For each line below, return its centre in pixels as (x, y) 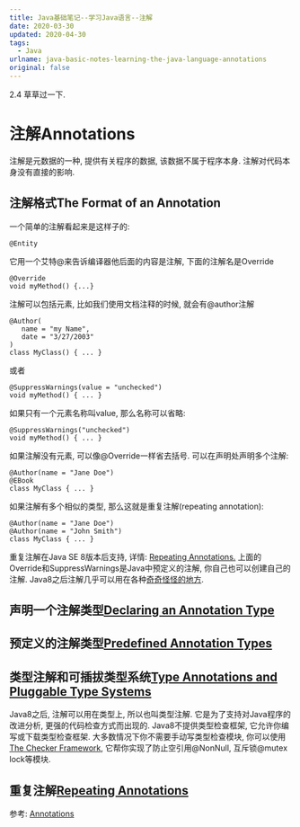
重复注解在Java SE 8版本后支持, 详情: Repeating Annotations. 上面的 (136, 556)
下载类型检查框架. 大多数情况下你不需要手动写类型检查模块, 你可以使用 (155, 737)
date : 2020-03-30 (42, 26)
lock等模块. (30, 760)
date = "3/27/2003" (57, 337)
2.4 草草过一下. (37, 94)
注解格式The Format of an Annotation (115, 203)
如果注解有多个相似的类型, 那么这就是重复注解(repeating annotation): (137, 506)
